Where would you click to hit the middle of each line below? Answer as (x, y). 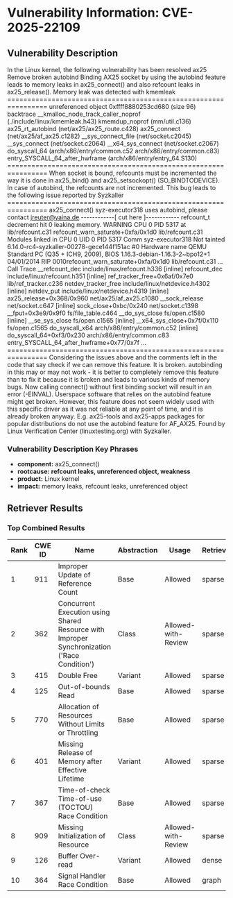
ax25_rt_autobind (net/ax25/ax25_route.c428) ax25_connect (94, 129)
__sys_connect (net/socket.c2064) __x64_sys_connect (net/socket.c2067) (113, 143)
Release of (75, 752)
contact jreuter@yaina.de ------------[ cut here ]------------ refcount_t (109, 217)
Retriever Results (45, 508)
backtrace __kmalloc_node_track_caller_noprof (74, 114)
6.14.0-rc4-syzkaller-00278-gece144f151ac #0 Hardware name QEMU (107, 247)
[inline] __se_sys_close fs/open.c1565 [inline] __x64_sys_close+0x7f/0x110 (113, 320)
